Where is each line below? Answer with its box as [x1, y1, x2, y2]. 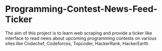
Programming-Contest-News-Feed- [5, 3, 158, 15]
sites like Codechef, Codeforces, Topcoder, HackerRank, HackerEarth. [5, 40, 150, 46]
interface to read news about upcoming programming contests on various [5, 35, 157, 41]
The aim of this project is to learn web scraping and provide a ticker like [5, 30, 153, 36]
